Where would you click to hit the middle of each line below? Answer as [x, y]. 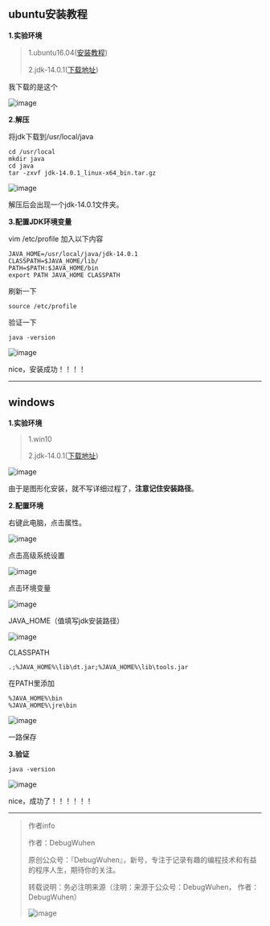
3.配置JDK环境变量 [40, 221]
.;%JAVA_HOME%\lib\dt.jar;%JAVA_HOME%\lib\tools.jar [98, 667]
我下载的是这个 [33, 86]
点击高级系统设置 [37, 555]
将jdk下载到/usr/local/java [51, 136]
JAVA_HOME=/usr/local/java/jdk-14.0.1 [73, 254]
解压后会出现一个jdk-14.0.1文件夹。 [66, 205]
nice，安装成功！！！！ [47, 369]
